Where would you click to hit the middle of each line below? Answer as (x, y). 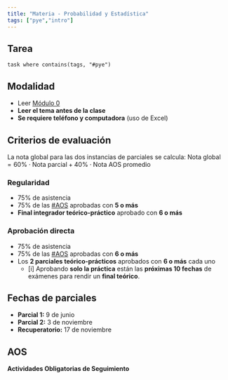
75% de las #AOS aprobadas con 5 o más (78, 205)
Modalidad (31, 86)
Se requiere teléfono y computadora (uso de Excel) (93, 118)
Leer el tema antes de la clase (61, 111)
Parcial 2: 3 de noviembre (55, 323)
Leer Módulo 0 (39, 103)
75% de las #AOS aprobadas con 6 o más (78, 254)
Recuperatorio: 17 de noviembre (65, 330)
